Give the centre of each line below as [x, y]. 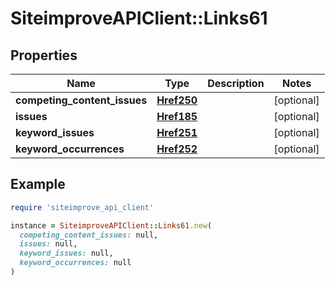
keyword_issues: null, [66, 253]
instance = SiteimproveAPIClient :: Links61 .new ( [111, 225]
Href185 [177, 116]
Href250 [177, 100]
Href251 [177, 132]
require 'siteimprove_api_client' [82, 207]
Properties [44, 55]
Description [236, 83]
